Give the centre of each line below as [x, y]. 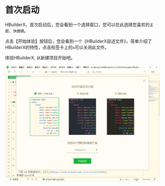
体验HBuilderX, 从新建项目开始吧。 [40, 57]
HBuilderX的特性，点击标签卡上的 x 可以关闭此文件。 [57, 47]
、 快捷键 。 [18, 30]
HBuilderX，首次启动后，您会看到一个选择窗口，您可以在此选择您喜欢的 [78, 25]
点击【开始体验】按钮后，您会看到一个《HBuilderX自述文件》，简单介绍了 [79, 41]
